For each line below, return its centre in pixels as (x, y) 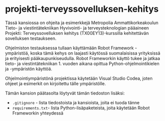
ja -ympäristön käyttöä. (29, 69)
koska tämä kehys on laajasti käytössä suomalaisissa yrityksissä (95, 53)
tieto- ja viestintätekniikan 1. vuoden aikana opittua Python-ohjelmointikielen (82, 63)
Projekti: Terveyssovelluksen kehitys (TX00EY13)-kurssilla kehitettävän (77, 33)
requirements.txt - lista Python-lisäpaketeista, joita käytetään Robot (81, 108)
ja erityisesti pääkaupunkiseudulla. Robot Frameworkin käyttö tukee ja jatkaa (82, 58)
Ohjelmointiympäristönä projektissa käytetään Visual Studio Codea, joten (79, 78)
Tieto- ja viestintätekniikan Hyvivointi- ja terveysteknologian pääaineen (77, 28)
